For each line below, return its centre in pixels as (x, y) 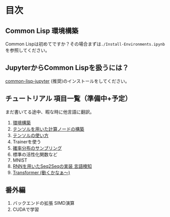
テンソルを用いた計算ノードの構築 (48, 129)
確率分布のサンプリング (37, 148)
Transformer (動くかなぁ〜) (41, 172)
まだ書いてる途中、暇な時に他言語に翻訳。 (50, 112)
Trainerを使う (27, 142)
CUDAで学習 (26, 209)
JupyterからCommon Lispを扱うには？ (67, 68)
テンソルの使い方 (31, 135)
